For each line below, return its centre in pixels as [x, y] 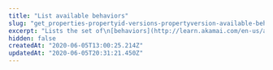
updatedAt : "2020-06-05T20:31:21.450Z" [76, 53]
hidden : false [32, 38]
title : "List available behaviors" [69, 16]
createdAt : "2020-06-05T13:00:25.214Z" [76, 46]
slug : [17, 23]
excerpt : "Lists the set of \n [60, 31]
